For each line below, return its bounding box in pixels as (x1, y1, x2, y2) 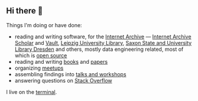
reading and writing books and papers (14, 58, 108, 65)
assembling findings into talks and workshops (14, 70, 126, 77)
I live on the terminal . (6, 88, 57, 95)
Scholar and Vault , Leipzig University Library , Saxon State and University (14, 39, 192, 46)
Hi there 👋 (6, 6, 43, 16)
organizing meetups (14, 64, 64, 71)
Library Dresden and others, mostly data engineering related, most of (14, 45, 184, 53)
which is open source (14, 51, 67, 59)
